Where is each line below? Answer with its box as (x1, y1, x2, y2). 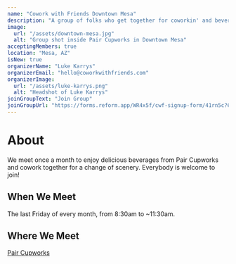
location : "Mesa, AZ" (7, 50, 71, 57)
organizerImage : (7, 75, 55, 83)
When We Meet (7, 191, 76, 203)
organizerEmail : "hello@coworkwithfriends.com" (7, 69, 150, 76)
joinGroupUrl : (7, 102, 49, 109)
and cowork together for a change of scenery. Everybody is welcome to (7, 163, 216, 171)
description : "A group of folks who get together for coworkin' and (7, 17, 212, 24)
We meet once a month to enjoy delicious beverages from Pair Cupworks (7, 156, 219, 164)
